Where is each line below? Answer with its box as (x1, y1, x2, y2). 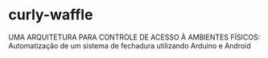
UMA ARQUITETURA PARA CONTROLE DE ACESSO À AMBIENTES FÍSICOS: (8, 32, 261, 42)
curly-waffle (8, 6, 93, 24)
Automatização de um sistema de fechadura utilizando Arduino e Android (8, 40, 251, 50)
